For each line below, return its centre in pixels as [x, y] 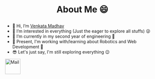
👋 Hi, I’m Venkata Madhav [38, 26]
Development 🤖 [28, 47]
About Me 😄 [82, 10]
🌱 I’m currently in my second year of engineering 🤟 [64, 36]
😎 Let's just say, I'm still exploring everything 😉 [61, 52]
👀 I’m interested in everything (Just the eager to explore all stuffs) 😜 [81, 31]
